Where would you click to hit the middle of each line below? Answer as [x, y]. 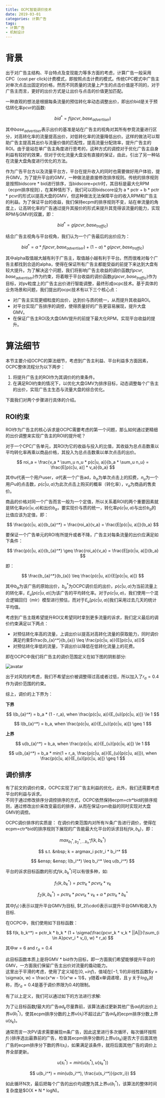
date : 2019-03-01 [23, 14]
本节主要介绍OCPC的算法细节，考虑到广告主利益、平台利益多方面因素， [78, 360]
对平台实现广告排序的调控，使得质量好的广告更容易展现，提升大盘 [79, 306]
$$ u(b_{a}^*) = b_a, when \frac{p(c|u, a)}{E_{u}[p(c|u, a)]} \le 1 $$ [83, 744]
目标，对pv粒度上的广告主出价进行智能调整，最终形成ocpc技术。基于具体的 [82, 283]
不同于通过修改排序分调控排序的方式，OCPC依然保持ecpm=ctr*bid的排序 [79, 800]
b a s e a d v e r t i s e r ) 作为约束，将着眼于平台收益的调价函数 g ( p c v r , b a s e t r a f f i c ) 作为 [81, 277]
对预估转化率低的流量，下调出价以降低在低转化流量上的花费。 [75, 646]
